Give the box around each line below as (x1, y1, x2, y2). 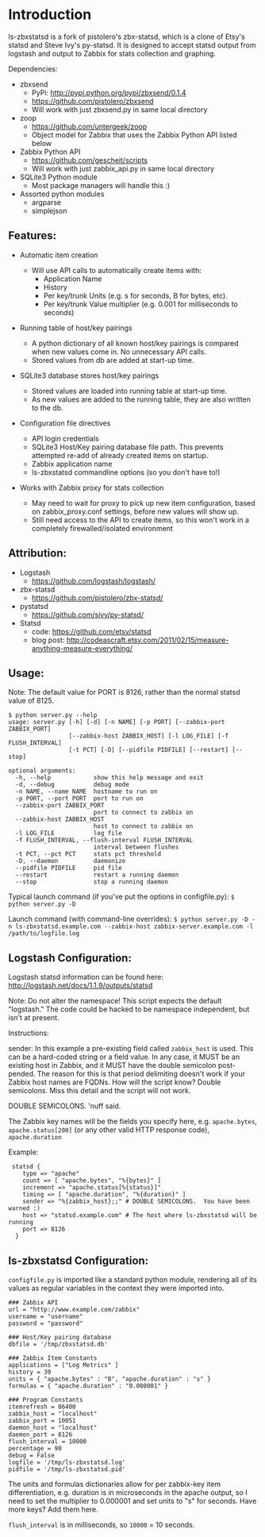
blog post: (31, 635, 65, 645)
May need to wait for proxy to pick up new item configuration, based (31, 498, 255, 507)
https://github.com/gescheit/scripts (31, 155, 148, 164)
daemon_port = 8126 (8, 1431, 73, 1439)
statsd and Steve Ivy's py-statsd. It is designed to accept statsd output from (8, 40, 256, 49)
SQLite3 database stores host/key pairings (19, 371, 159, 380)
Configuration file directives (19, 418, 111, 428)
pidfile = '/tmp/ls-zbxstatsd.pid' (8, 1466, 126, 1473)
